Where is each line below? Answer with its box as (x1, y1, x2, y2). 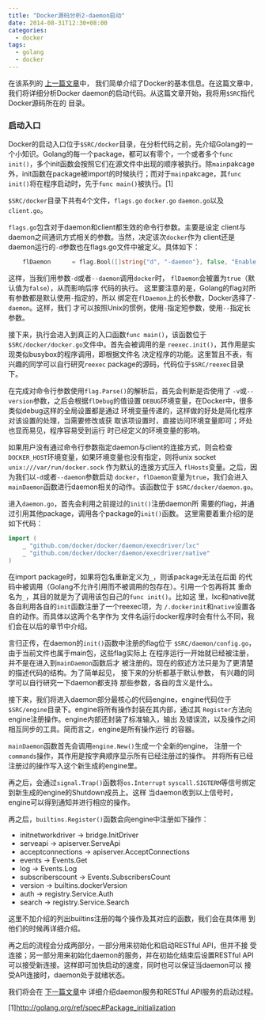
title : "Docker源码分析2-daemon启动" (8, 11, 126, 20)
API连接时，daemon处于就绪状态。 (14, 970, 129, 980)
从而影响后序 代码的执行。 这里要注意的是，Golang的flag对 (56, 283, 249, 293)
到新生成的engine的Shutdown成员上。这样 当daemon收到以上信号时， (8, 787, 237, 797)
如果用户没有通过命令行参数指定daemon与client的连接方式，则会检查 (8, 442, 233, 452)
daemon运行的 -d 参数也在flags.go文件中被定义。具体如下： (8, 242, 200, 252)
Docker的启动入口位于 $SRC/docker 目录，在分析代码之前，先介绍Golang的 (8, 139, 247, 149)
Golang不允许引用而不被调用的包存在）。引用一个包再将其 (49, 582, 236, 591)
